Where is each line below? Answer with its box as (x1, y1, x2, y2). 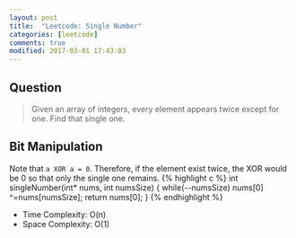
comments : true (9, 38, 66, 48)
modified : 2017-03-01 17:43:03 (9, 47, 126, 56)
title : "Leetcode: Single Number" (9, 22, 143, 31)
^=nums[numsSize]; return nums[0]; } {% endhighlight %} (9, 191, 223, 202)
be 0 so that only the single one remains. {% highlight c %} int (9, 172, 239, 183)
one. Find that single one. (30, 113, 126, 124)
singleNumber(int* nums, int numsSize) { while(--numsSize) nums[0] (9, 181, 265, 193)
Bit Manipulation (9, 139, 103, 154)
